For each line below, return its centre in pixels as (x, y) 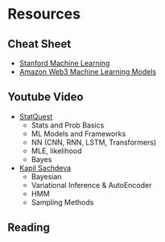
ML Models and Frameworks (78, 133)
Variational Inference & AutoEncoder (91, 185)
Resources (44, 14)
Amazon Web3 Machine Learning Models (88, 72)
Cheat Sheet (39, 44)
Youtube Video (45, 97)
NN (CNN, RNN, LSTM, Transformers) (94, 142)
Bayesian (46, 176)
